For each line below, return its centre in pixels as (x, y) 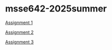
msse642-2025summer (56, 9)
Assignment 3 (19, 42)
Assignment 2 (19, 32)
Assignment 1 (19, 22)
